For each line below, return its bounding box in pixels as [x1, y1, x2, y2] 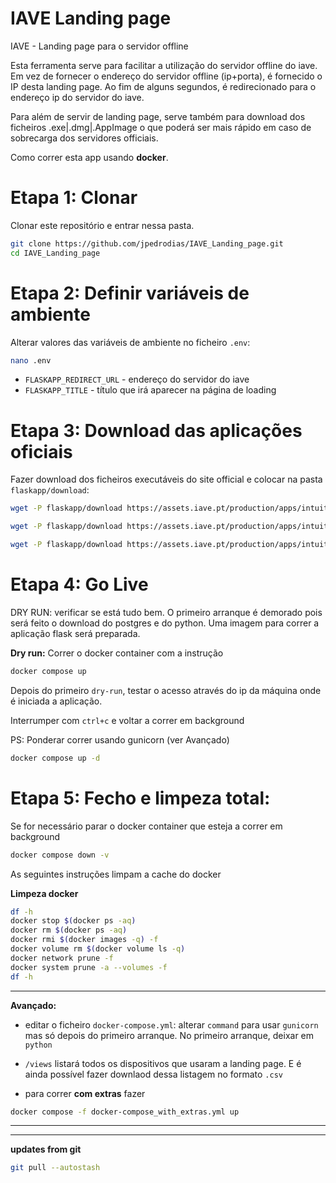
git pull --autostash [10, 1163, 101, 1173]
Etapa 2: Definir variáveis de [10, 282, 250, 304]
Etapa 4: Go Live [10, 573, 149, 596]
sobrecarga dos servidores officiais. [10, 132, 159, 144]
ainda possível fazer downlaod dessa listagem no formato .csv [24, 1068, 283, 1080]
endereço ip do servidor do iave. [10, 91, 145, 103]
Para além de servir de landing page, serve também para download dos [10, 110, 306, 122]
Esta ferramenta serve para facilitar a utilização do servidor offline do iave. [10, 59, 318, 71]
